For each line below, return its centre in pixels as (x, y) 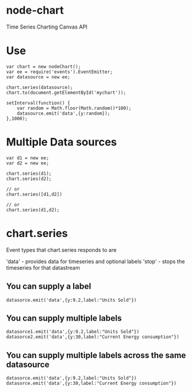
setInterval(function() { (38, 103)
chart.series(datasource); (40, 87)
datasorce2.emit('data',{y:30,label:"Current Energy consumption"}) (93, 337)
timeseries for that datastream (43, 267)
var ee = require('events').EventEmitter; (59, 72)
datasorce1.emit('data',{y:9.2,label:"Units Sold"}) (73, 332)
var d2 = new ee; (28, 163)
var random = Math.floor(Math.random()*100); (74, 108)
